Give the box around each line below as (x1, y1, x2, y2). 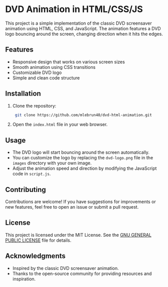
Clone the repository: (12, 103, 57, 109)
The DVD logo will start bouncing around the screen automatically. (12, 149, 149, 155)
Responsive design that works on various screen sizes (12, 59, 125, 65)
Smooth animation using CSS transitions (12, 64, 96, 70)
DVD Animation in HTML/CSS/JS (5, 4, 143, 15)
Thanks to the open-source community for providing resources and (12, 270, 152, 276)
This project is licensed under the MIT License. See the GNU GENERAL (5, 232, 152, 238)
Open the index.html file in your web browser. (12, 122, 108, 128)
